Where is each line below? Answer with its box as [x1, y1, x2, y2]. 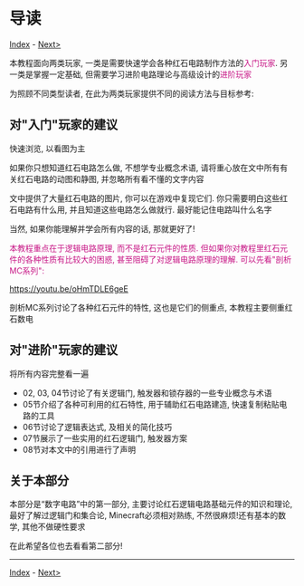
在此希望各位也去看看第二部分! [9, 541, 124, 552]
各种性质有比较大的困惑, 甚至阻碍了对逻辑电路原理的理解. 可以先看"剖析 [24, 254, 292, 264]
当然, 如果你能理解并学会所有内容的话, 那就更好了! [9, 223, 195, 234]
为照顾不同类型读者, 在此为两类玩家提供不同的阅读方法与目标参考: [9, 88, 255, 99]
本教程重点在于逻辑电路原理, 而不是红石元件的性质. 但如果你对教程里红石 [9, 242, 280, 254]
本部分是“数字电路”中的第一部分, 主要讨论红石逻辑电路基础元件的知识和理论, [9, 499, 293, 510]
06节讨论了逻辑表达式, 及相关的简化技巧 [22, 421, 173, 432]
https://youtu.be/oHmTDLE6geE [9, 283, 128, 294]
